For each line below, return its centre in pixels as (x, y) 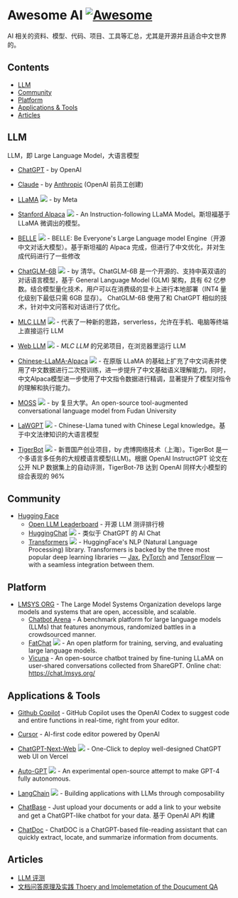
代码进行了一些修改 (52, 255)
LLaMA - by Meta (48, 199)
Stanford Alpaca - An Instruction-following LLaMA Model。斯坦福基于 (124, 214)
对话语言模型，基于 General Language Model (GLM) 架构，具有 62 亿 (119, 280)
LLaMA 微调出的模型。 (50, 223)
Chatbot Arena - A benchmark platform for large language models (125, 620)
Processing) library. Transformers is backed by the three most (119, 550)
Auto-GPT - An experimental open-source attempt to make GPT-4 (119, 771)
